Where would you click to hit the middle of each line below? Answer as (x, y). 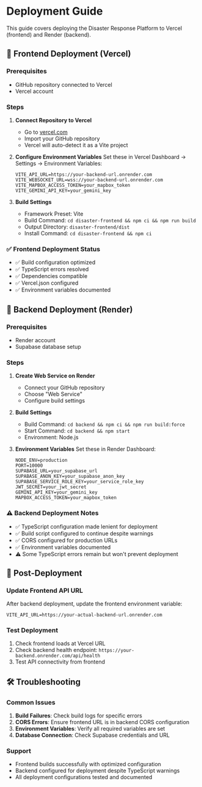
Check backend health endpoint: (56, 650)
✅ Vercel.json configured (47, 283)
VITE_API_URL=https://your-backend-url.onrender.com (84, 174)
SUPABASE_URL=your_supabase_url (56, 471)
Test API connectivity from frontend (60, 662)
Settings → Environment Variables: (59, 163)
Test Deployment (32, 631)
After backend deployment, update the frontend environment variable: (94, 604)
